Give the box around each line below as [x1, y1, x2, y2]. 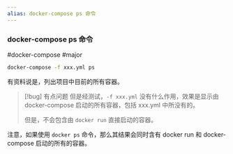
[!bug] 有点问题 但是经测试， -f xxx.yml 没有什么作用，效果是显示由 [24, 92, 219, 101]
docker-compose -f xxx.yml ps [7, 64, 96, 71]
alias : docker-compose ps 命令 [7, 10, 96, 17]
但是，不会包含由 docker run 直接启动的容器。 [24, 115, 158, 123]
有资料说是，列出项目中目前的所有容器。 [7, 77, 123, 85]
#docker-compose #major [7, 50, 82, 59]
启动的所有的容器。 [36, 139, 91, 147]
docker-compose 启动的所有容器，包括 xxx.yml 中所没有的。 [24, 101, 199, 109]
